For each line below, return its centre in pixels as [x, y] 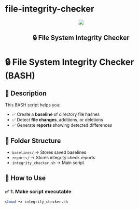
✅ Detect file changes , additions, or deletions [58, 120]
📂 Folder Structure [33, 141]
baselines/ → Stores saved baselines [49, 152]
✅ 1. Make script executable [38, 192]
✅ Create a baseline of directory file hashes [56, 114]
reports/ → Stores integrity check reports [54, 158]
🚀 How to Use [25, 178]
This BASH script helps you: [33, 105]
